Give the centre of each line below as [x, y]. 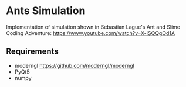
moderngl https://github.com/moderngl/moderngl [75, 65]
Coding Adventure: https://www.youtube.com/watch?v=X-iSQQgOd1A [90, 33]
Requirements [32, 52]
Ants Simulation [46, 11]
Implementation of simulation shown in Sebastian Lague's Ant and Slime [93, 27]
